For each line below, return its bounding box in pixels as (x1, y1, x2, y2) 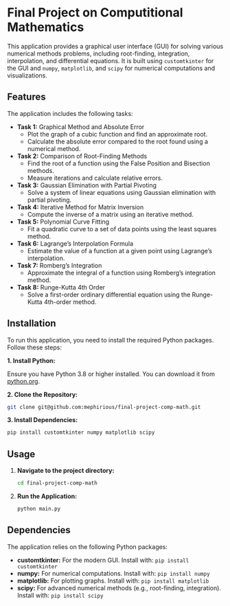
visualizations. (7, 71, 48, 80)
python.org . (7, 377, 40, 385)
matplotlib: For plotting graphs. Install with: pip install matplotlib (16, 576, 209, 585)
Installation (7, 318, 56, 329)
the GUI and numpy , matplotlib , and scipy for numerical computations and (7, 64, 216, 72)
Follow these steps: (7, 343, 62, 351)
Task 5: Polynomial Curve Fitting (16, 218, 110, 226)
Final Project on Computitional (7, 5, 183, 21)
